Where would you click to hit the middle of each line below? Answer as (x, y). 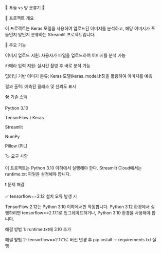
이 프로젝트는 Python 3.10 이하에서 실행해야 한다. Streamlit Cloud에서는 (73, 168)
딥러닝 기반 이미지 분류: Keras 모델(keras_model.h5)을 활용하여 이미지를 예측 (79, 76)
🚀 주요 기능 (16, 45)
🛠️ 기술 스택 (16, 97)
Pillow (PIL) (16, 146)
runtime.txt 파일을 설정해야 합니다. (38, 174)
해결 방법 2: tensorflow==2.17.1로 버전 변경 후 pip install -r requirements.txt (78, 240)
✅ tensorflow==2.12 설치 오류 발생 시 (41, 196)
